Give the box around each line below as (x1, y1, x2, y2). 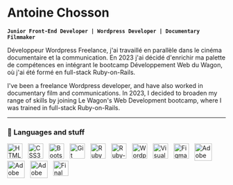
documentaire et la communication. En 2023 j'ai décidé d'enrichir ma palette (7, 53, 226, 62)
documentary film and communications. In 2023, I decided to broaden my (7, 89, 218, 97)
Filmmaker (7, 33, 36, 41)
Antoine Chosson (7, 5, 110, 21)
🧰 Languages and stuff (7, 127, 85, 136)
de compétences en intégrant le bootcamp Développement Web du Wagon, (7, 60, 223, 69)
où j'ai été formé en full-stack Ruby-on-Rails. (7, 68, 136, 76)
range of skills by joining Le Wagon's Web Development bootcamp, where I (7, 96, 222, 105)
